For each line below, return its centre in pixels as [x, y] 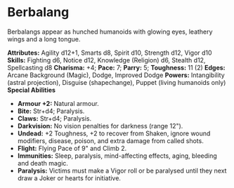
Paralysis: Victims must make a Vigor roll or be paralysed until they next [122, 170]
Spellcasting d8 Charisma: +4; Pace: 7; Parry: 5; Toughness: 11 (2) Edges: [117, 67]
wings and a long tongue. [44, 39]
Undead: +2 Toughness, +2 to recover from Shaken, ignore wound [114, 133]
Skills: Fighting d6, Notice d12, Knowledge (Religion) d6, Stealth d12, [106, 60]
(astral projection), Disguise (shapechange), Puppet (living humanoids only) [117, 82]
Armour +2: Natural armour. [58, 103]
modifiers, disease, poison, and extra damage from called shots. [110, 140]
